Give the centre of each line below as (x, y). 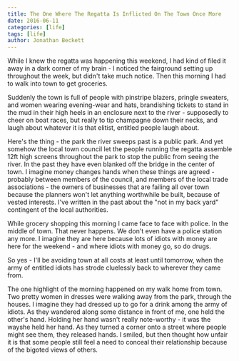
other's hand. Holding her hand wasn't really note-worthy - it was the (109, 320)
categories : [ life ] (36, 27)
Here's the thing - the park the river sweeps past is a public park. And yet (115, 142)
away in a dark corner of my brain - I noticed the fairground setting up (110, 68)
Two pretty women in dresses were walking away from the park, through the (119, 297)
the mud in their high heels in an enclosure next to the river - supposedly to (118, 113)
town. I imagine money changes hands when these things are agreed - (111, 172)
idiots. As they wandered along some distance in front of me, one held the (116, 312)
